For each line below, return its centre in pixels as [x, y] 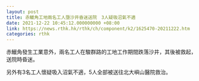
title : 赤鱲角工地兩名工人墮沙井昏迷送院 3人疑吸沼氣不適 [71, 17]
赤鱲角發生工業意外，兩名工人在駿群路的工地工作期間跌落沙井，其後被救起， [101, 52]
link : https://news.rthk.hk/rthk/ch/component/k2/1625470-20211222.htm [98, 28]
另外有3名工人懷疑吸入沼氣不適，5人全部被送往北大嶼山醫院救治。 [89, 72]
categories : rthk [28, 34]
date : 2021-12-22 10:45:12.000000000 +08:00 [63, 23]
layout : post [23, 12]
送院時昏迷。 [22, 59]
